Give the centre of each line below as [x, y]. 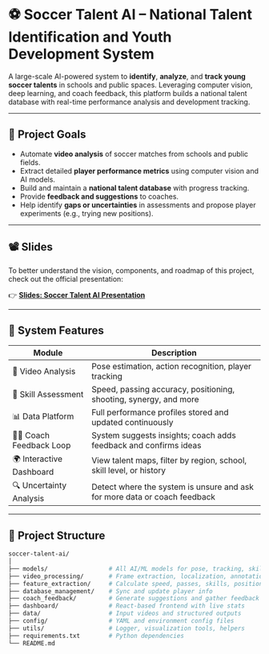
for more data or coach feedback [154, 496]
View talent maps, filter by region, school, [169, 460]
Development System [81, 54]
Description [174, 353]
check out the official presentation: [66, 279]
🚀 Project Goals [47, 135]
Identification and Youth [90, 37]
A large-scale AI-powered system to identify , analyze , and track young [127, 76]
